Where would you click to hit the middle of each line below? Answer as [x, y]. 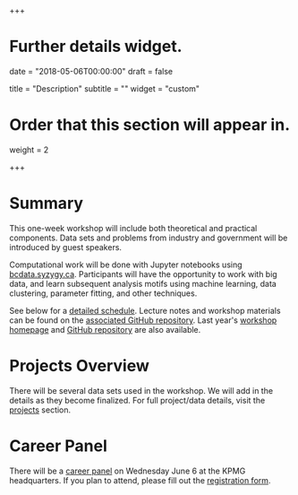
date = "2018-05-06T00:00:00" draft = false [91, 71]
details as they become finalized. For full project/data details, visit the [137, 400]
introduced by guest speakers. [66, 247]
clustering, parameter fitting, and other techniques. [103, 293]
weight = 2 [29, 150]
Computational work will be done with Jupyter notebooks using [126, 265]
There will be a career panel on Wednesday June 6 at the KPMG [128, 471]
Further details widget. [96, 47]
